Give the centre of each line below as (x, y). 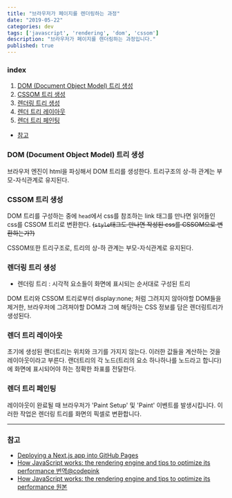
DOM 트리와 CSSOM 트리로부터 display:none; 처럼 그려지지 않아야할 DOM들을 (114, 299)
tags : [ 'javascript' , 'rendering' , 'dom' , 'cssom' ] (83, 33)
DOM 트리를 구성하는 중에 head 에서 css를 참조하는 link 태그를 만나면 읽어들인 (111, 216)
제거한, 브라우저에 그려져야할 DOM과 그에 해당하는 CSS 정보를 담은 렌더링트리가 (115, 307)
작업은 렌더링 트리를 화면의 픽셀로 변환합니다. (81, 414)
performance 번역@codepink (58, 471)
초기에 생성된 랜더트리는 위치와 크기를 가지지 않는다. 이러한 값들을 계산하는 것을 (114, 352)
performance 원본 (42, 487)
